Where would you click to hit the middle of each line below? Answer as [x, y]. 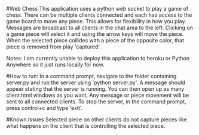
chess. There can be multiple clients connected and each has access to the [99, 15]
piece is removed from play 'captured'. [54, 47]
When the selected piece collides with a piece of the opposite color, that [95, 40]
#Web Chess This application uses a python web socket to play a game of [97, 9]
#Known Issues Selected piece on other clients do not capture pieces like [97, 119]
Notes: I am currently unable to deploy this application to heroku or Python [98, 58]
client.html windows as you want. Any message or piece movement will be [98, 95]
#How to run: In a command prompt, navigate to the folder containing [91, 76]
